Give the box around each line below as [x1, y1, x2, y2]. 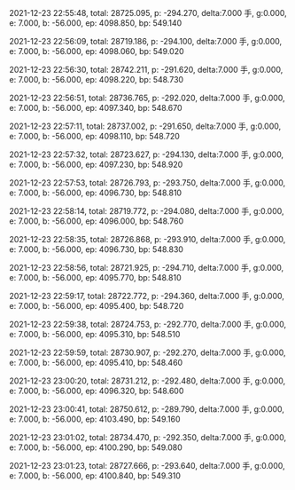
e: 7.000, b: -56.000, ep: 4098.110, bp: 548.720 [9, 131, 180, 141]
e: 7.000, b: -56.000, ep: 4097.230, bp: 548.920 [9, 159, 183, 170]
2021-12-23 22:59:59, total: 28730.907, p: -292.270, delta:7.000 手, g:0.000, [9, 347, 286, 358]
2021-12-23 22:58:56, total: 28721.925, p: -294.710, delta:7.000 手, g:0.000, [9, 263, 284, 273]
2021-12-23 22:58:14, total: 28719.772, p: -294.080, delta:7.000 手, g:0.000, [9, 206, 285, 216]
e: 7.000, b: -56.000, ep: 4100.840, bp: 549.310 [9, 470, 182, 481]
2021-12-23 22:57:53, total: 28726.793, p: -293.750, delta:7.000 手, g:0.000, [9, 178, 286, 188]
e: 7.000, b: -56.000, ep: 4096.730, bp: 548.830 [9, 244, 184, 255]
